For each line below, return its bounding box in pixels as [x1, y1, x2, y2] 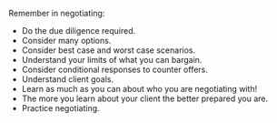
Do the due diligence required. [21, 26, 136, 36]
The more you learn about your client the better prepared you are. [21, 93, 269, 104]
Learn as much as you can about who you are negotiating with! [21, 84, 258, 94]
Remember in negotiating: [8, 8, 105, 18]
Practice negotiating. [21, 103, 101, 113]
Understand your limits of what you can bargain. [21, 55, 203, 65]
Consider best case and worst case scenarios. [21, 45, 196, 56]
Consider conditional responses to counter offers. [21, 64, 208, 75]
